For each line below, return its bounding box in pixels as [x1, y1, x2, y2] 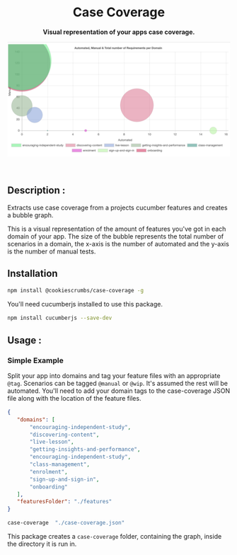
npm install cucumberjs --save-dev [7, 314, 112, 322]
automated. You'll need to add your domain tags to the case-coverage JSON [7, 387, 231, 395]
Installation [7, 268, 58, 280]
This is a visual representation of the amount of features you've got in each [7, 224, 226, 233]
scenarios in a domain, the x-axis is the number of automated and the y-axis [7, 239, 230, 248]
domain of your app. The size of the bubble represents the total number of [7, 231, 224, 241]
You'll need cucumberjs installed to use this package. [7, 300, 163, 309]
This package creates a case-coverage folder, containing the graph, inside [7, 532, 222, 540]
